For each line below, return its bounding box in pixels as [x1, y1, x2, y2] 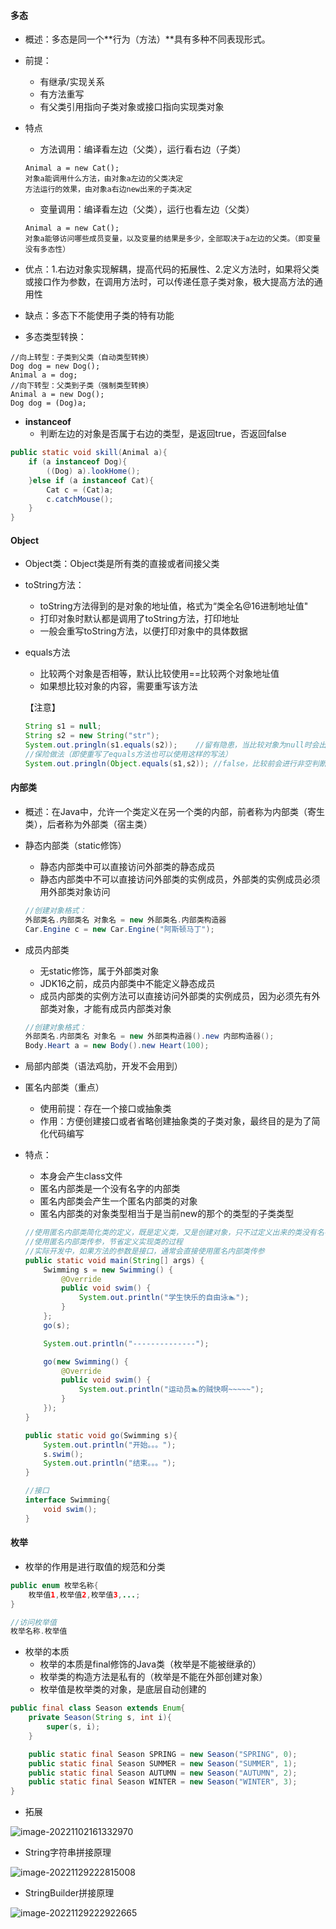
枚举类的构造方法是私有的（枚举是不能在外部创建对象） [39, 1671, 268, 1683]
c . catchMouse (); [46, 494, 114, 504]
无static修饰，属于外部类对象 [39, 965, 160, 977]
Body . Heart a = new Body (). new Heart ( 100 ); [24, 1041, 210, 1051]
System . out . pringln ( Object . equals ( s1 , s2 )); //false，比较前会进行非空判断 [24, 758, 327, 769]
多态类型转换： [24, 331, 87, 343]
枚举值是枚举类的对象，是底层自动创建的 [39, 1683, 207, 1695]
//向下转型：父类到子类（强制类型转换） [10, 381, 154, 391]
